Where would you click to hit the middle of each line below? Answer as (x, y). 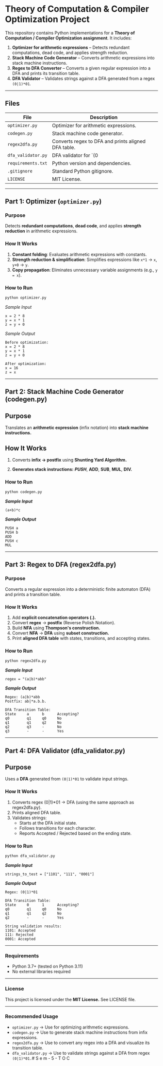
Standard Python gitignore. (82, 171)
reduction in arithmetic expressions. (41, 231)
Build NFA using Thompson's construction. (56, 628)
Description (104, 117)
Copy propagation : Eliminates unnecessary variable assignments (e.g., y (85, 270)
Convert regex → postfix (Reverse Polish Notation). (64, 623)
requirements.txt (27, 163)
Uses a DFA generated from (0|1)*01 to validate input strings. (67, 779)
